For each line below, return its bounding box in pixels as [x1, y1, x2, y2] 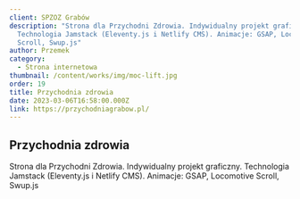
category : [9, 54, 46, 63]
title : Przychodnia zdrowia [9, 87, 114, 96]
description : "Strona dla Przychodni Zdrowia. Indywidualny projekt [9, 21, 270, 30]
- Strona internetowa [17, 63, 98, 72]
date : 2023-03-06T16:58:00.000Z [9, 95, 129, 105]
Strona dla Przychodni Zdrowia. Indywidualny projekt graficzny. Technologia [9, 162, 290, 172]
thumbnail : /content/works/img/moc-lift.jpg [9, 71, 178, 80]
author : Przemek [9, 46, 70, 55]
